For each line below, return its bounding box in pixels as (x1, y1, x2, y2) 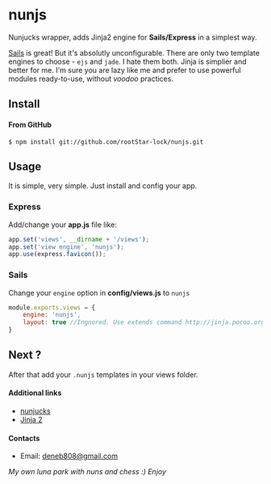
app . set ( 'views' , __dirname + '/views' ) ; (8, 235, 150, 243)
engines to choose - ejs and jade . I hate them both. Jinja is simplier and (8, 57, 248, 66)
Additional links (8, 388, 62, 398)
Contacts (8, 433, 40, 443)
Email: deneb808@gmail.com (19, 451, 119, 461)
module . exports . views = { (8, 303, 95, 312)
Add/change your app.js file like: (8, 220, 117, 229)
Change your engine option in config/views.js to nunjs (8, 288, 190, 297)
